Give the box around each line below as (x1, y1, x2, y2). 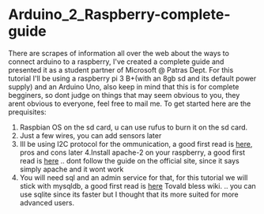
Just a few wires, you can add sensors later (19, 130, 162, 140)
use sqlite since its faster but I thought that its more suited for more (19, 190, 239, 199)
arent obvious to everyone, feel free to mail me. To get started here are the (8, 99, 251, 108)
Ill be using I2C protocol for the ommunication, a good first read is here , (19, 139, 253, 148)
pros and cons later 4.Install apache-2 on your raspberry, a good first (19, 148, 246, 157)
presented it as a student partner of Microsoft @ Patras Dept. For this (8, 65, 234, 74)
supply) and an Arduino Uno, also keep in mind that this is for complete (8, 81, 239, 92)
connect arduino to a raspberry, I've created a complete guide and (8, 57, 224, 66)
